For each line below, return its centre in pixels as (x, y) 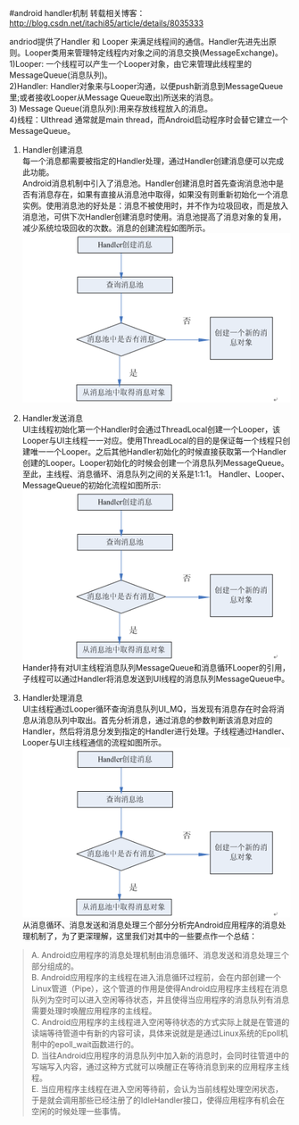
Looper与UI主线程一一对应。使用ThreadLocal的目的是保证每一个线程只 (152, 440)
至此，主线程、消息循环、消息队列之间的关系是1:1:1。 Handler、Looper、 (156, 474)
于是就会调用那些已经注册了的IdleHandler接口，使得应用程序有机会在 (158, 1100)
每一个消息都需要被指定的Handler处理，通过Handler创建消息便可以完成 (153, 161)
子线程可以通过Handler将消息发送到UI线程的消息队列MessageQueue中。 (156, 679)
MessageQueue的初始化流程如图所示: (91, 485)
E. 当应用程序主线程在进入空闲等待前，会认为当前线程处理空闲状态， (157, 1088)
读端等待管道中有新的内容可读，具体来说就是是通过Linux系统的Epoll (156, 1033)
